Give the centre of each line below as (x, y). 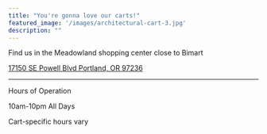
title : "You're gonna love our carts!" (74, 15)
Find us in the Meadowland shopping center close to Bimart (106, 53)
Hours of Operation (40, 91)
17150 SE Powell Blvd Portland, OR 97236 (75, 68)
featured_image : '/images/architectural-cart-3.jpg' (97, 23)
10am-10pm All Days (42, 106)
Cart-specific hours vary (48, 122)
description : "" (35, 30)
